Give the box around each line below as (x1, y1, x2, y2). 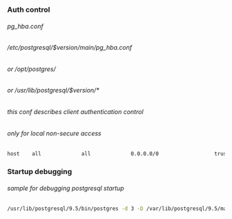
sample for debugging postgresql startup (7, 184, 124, 192)
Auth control (7, 5, 50, 15)
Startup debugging (7, 166, 72, 176)
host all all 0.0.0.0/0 (7, 151, 159, 158)
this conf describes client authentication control (7, 107, 144, 115)
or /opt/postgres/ (7, 64, 57, 73)
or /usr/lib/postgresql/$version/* (7, 86, 99, 95)
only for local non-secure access (7, 129, 101, 137)
